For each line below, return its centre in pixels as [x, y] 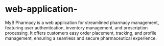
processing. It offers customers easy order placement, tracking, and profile [81, 33]
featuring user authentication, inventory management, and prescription [77, 27]
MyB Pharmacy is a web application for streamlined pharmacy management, [82, 23]
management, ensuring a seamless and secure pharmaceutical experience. [81, 38]
